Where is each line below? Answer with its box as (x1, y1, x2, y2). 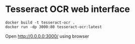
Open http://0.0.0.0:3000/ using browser (5, 33, 89, 39)
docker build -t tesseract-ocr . (5, 20, 75, 25)
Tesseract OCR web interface (5, 3, 130, 15)
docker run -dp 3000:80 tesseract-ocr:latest (5, 24, 102, 29)
